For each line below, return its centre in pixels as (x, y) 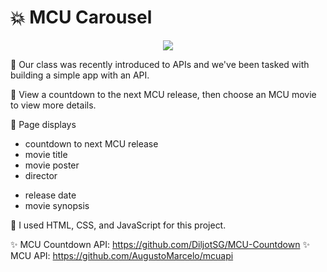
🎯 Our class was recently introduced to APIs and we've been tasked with (160, 64)
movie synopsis (57, 205)
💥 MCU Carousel (81, 17)
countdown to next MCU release (91, 143)
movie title (46, 154)
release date (50, 195)
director (41, 175)
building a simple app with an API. (80, 75)
